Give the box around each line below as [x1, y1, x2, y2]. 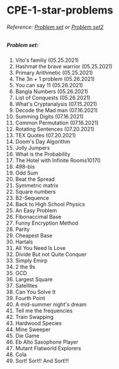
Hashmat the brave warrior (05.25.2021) [15, 62, 113, 70]
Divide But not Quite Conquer [15, 251, 87, 258]
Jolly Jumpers [15, 144, 50, 151]
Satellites [15, 282, 38, 289]
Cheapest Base [15, 232, 52, 239]
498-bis [15, 163, 35, 170]
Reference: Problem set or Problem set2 [6, 23, 104, 30]
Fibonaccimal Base [15, 213, 61, 220]
